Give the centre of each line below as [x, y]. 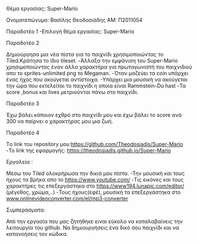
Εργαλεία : [20, 162]
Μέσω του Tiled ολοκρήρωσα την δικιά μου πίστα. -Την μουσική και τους [95, 173]
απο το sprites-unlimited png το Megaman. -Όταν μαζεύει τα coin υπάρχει [97, 73]
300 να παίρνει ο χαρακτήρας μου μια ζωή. [60, 121]
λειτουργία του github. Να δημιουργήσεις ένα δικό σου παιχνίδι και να [92, 228]
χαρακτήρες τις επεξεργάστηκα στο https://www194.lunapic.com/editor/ [95, 186]
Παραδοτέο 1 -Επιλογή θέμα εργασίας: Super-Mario [70, 31]
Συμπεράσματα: [26, 210]
